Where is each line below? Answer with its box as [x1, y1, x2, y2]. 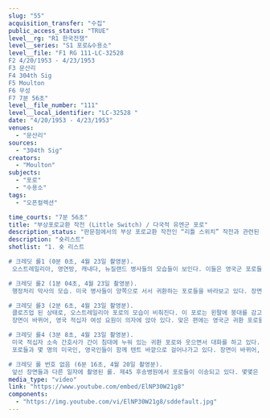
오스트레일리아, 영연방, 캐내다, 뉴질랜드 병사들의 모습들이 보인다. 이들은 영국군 [11, 264, 243, 273]
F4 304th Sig [8, 72, 52, 80]
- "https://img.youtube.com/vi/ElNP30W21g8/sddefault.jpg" [15, 398, 218, 406]
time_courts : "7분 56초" [8, 213, 88, 221]
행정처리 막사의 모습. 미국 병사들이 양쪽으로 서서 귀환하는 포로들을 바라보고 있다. [11, 287, 247, 295]
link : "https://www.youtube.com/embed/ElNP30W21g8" [8, 383, 185, 391]
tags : [8, 191, 27, 199]
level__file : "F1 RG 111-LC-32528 [8, 49, 125, 57]
